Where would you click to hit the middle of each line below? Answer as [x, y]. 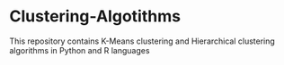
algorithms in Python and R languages [80, 50]
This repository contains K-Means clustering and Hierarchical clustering [142, 41]
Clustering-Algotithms [95, 16]
